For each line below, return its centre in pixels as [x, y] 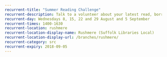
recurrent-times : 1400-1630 [34, 24]
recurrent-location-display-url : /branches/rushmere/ [62, 38]
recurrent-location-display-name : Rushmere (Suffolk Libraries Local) [80, 33]
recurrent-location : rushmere [36, 28]
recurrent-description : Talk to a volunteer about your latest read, [79, 14]
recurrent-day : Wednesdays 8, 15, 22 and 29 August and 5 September [77, 19]
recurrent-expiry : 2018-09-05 [36, 47]
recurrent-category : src [30, 42]
